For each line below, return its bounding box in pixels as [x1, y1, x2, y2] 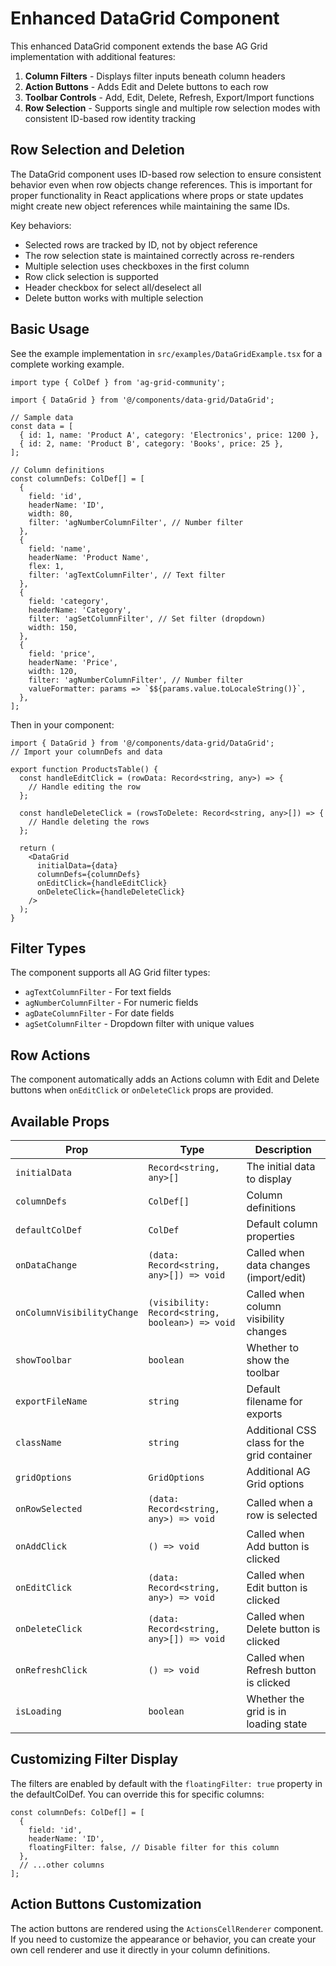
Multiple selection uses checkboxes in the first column [24, 260, 250, 272]
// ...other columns [19, 1860, 105, 1870]
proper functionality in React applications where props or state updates [10, 189, 304, 201]
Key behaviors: [10, 219, 72, 231]
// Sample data [10, 412, 74, 422]
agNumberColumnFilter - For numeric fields [24, 997, 199, 1009]
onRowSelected [15, 1503, 83, 1514]
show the [246, 1353, 290, 1367]
